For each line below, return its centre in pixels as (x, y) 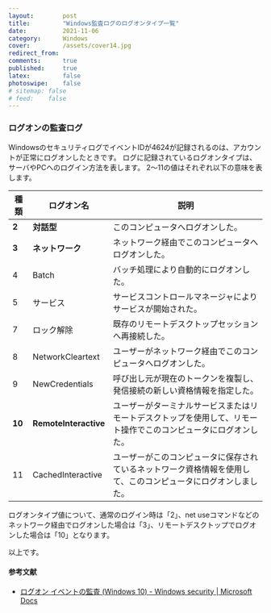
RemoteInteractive (69, 423)
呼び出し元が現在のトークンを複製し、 (186, 378)
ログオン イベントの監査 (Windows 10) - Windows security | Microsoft (136, 591)
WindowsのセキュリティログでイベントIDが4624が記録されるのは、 (121, 147)
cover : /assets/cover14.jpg (70, 46)
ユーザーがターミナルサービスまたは (181, 406)
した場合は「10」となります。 (65, 535)
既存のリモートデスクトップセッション (186, 323)
